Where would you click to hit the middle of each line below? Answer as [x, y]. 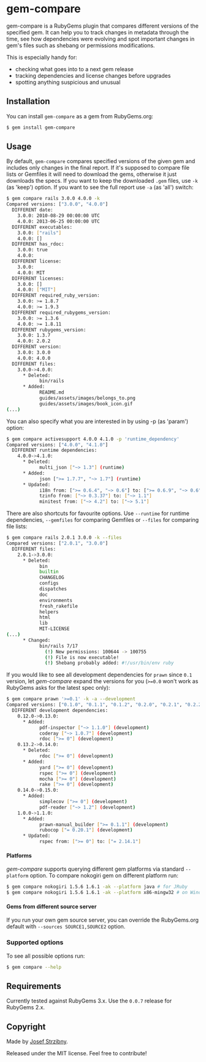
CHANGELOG [51, 578]
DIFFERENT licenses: [38, 278]
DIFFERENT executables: [42, 227]
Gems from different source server [51, 906]
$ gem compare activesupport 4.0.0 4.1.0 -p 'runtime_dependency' [93, 439]
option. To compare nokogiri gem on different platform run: [104, 876]
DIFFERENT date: [32, 210]
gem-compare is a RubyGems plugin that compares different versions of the [103, 26]
